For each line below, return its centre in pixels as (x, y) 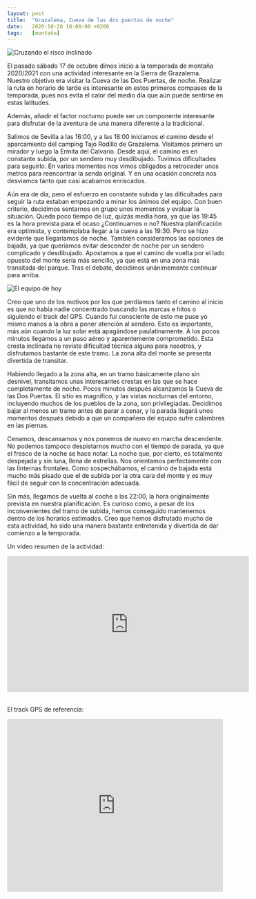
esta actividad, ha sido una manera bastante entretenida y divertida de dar (113, 526)
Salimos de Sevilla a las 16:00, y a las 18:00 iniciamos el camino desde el (110, 137)
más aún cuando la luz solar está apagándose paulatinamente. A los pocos (114, 331)
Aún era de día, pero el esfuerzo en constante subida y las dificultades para (115, 194)
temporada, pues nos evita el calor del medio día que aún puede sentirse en (115, 95)
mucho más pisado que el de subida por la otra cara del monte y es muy (110, 476)
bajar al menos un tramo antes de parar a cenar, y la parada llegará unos (110, 411)
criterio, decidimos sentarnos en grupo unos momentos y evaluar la (103, 209)
